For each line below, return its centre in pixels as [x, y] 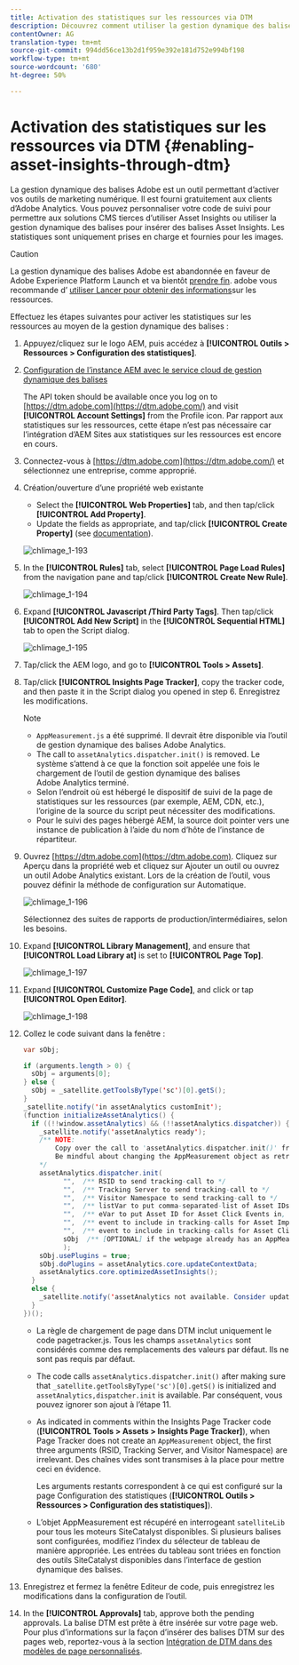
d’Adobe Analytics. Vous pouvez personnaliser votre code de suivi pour [141, 208]
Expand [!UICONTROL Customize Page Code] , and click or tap [138, 989]
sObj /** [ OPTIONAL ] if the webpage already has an [162, 1239]
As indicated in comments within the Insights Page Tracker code [153, 1422]
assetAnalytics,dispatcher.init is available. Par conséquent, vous [159, 1395]
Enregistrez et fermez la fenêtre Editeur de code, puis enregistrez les [149, 1586]
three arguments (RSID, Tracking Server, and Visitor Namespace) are [161, 1450]
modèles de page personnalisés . [83, 1651]
